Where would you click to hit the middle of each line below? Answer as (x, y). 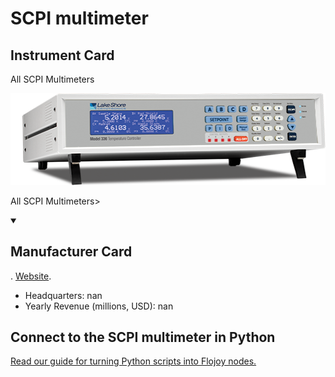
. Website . (31, 276)
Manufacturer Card (71, 252)
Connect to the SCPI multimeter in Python (143, 337)
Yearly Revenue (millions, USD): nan (99, 306)
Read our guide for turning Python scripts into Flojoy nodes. (133, 361)
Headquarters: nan (63, 295)
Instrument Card (62, 55)
